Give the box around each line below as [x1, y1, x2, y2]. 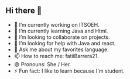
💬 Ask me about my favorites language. [13, 46, 109, 53]
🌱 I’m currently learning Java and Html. [13, 27, 108, 34]
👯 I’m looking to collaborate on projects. [13, 33, 110, 41]
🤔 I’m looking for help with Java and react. [13, 39, 116, 46]
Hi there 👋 [5, 6, 42, 16]
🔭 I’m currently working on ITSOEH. [13, 21, 100, 28]
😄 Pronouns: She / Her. [13, 60, 71, 67]
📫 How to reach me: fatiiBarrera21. [13, 52, 99, 59]
